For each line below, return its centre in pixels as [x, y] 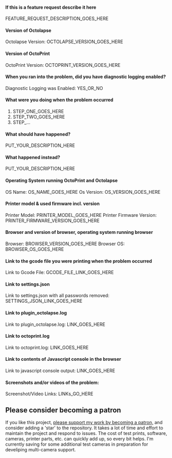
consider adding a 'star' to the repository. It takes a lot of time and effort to [84, 428]
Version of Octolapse [28, 30]
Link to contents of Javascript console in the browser [63, 359]
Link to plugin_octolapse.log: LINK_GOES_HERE [55, 324]
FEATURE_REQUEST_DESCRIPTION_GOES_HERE [57, 19]
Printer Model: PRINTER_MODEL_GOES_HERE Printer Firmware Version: [81, 215]
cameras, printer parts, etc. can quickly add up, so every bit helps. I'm [80, 439]
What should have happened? [38, 134]
